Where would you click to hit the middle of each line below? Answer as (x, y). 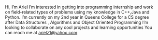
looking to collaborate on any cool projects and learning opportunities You (79, 27)
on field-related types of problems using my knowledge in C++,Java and (77, 12)
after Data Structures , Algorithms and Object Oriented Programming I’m (77, 22)
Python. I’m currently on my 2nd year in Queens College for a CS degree (77, 17)
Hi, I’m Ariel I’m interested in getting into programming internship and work (79, 7)
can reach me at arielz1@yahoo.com (41, 33)
